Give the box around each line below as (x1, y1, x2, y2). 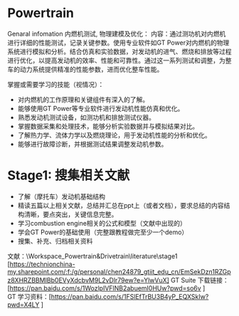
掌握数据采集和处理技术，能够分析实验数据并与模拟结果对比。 (17, 122, 199, 130)
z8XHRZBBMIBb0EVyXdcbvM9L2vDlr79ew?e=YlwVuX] (7, 275, 169, 284)
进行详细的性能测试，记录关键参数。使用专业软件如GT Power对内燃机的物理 (7, 38, 230, 47)
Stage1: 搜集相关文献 (7, 167, 130, 184)
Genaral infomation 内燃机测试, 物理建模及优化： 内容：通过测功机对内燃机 (7, 29, 226, 38)
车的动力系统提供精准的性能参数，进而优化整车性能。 (7, 65, 164, 73)
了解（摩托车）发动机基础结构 (17, 192, 105, 201)
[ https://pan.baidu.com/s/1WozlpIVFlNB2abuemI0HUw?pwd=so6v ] (7, 283, 206, 293)
